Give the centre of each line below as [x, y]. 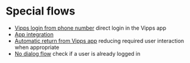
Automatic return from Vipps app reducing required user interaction [99, 41]
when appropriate [37, 47]
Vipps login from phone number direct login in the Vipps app [90, 28]
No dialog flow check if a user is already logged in [77, 53]
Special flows [40, 11]
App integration [34, 34]
